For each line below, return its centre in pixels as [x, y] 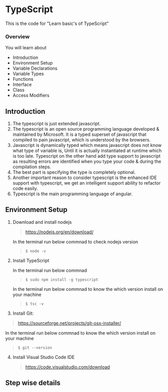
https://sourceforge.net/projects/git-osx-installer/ [69, 323]
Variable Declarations [35, 68]
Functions [23, 79]
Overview [18, 37]
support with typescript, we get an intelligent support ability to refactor [87, 183]
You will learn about [26, 48]
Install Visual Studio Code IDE [44, 357]
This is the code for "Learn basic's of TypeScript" [57, 23]
